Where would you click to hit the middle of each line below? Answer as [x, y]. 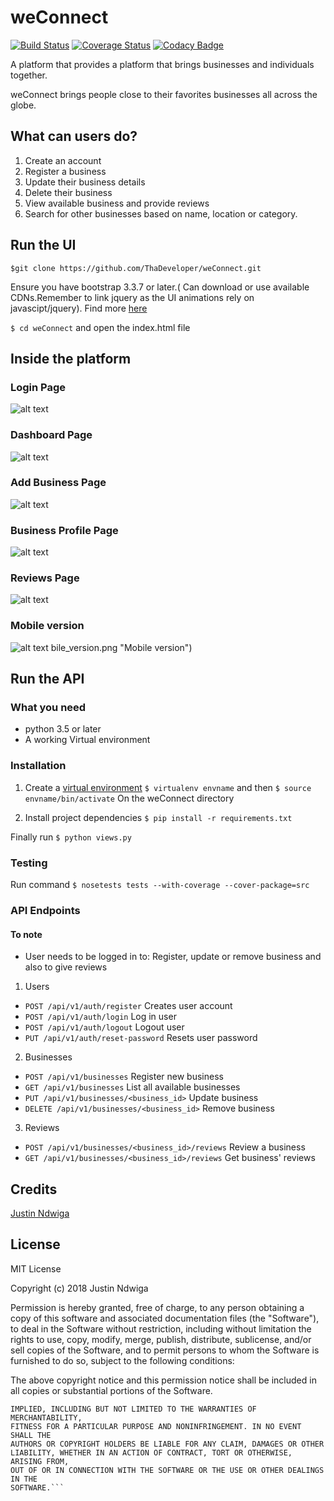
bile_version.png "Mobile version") [121, 647]
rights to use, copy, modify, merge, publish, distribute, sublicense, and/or [161, 1339]
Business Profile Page [64, 530]
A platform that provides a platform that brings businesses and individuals [162, 64]
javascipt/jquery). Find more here [79, 308]
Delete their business [68, 192]
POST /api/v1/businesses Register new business [124, 1077]
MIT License [36, 1268]
